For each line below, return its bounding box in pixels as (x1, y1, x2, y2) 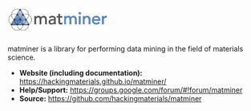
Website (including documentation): (18, 68, 143, 78)
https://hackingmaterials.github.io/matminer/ (18, 76, 167, 87)
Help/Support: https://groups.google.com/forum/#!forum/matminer (18, 85, 243, 95)
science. (7, 52, 36, 63)
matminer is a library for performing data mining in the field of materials (7, 44, 244, 54)
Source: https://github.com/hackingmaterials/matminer (18, 94, 202, 104)
